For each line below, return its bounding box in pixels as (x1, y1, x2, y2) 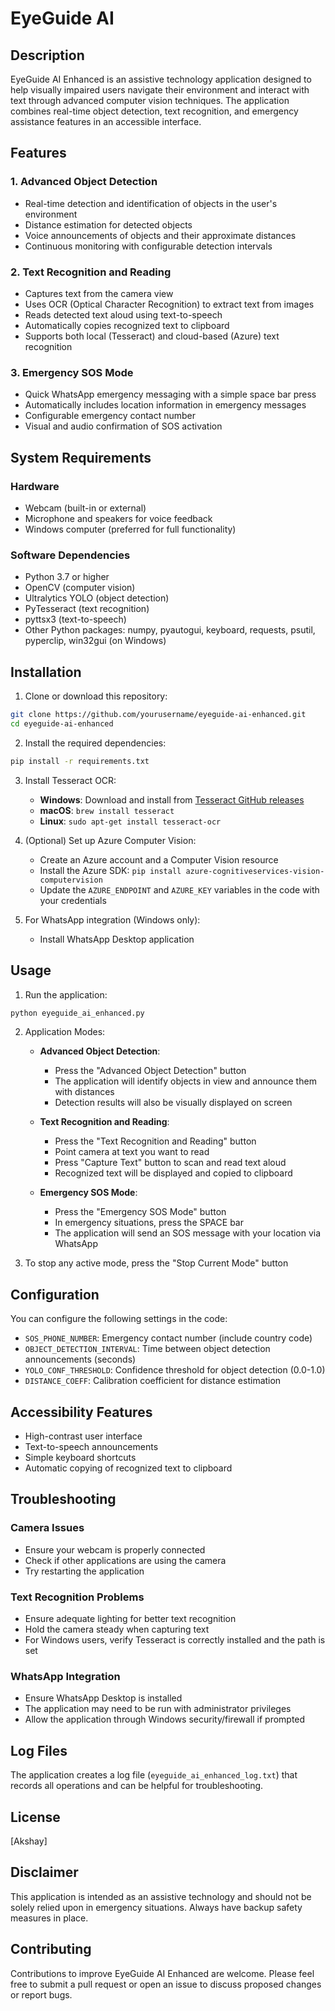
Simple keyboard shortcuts (24, 1452, 137, 1464)
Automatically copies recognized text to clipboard (24, 319, 230, 331)
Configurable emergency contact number (24, 410, 197, 422)
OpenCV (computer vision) (24, 582, 136, 594)
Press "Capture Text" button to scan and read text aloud (54, 1157, 287, 1169)
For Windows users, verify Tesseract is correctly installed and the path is (24, 1634, 326, 1646)
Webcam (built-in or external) (24, 502, 147, 514)
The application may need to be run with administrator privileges (24, 1703, 292, 1715)
